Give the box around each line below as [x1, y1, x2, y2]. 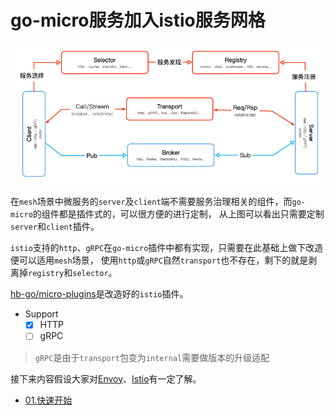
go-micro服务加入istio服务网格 [10, 9, 266, 32]
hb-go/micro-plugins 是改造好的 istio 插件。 [10, 288, 189, 300]
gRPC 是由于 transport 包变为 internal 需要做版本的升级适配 [34, 351, 270, 363]
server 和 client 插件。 [10, 221, 100, 233]
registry [28, 269, 65, 279]
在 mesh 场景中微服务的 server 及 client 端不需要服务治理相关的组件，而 [10, 196, 293, 208]
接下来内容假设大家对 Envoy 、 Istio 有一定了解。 [10, 372, 202, 385]
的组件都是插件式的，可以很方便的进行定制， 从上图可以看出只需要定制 [32, 208, 325, 220]
